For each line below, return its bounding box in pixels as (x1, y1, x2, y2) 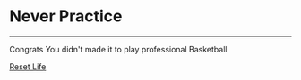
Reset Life (9, 60, 47, 72)
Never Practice (9, 6, 123, 27)
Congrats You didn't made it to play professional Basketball (9, 44, 228, 54)
